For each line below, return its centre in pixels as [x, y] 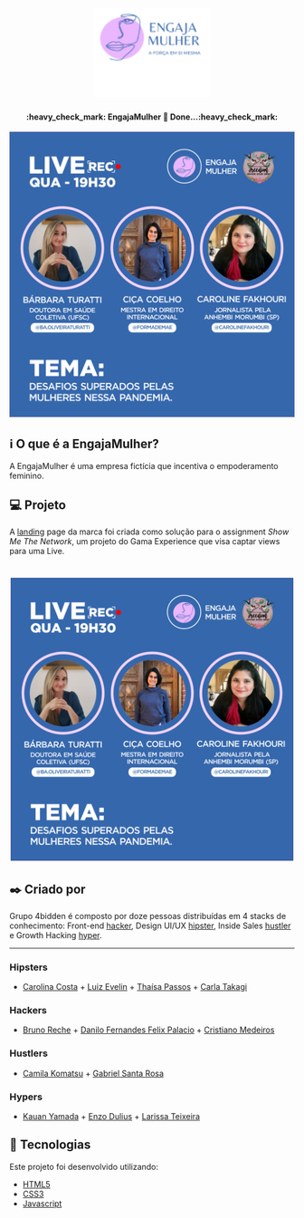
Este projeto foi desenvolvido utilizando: [84, 1166]
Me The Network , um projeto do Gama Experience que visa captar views [145, 541]
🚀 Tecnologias [50, 1145]
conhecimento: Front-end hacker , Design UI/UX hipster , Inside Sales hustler [150, 925]
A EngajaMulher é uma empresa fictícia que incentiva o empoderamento [144, 465]
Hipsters [28, 967]
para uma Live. [37, 551]
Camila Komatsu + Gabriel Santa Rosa [93, 1073]
